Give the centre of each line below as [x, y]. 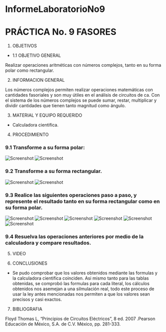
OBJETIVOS [25, 46]
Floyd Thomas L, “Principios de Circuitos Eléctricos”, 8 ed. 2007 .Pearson [80, 319]
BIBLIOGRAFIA [27, 309]
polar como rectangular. [30, 70]
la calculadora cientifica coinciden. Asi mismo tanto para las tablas [81, 278]
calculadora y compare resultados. [48, 243]
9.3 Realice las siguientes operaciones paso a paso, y [71, 195]
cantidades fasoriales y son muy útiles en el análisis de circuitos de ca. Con [83, 95]
